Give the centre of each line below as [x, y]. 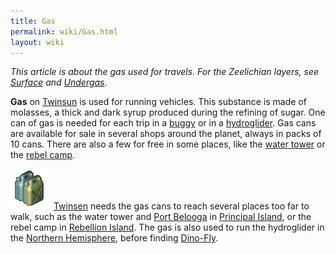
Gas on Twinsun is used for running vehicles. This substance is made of [158, 102]
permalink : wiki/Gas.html [64, 31]
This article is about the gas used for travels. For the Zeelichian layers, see [165, 72]
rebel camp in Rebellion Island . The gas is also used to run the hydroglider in [167, 227]
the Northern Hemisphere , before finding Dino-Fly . [114, 238]
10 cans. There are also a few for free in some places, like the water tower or [168, 144]
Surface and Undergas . [59, 82]
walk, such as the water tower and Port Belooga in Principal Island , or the [161, 217]
